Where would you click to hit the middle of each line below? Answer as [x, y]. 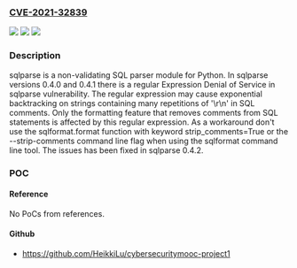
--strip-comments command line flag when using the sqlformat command [144, 141]
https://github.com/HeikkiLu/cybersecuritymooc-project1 [126, 253]
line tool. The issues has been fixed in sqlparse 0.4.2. [106, 150]
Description [35, 56]
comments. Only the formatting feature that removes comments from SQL [144, 112]
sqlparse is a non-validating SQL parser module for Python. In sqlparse [139, 75]
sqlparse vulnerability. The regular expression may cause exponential [136, 94]
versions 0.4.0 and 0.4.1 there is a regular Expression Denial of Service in [142, 84]
